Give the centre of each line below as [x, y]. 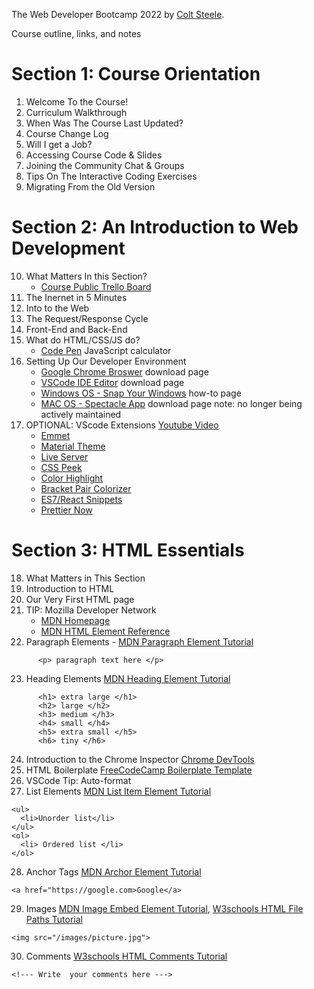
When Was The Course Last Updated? [104, 123]
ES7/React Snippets [81, 499]
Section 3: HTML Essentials [128, 550]
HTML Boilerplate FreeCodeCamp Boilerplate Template [139, 770]
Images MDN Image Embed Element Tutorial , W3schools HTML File [164, 908]
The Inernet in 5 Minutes [76, 297]
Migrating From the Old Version [90, 186]
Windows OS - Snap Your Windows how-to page [141, 393]
